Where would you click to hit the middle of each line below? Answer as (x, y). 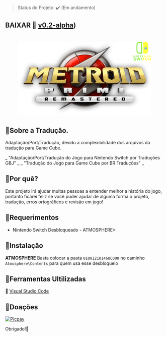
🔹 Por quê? (22, 179)
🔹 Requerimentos (32, 218)
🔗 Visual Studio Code (27, 291)
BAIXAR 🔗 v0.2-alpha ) (41, 25)
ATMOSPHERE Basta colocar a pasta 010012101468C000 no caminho (75, 258)
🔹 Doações (22, 307)
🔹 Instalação (24, 246)
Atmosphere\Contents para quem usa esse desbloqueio (62, 263)
